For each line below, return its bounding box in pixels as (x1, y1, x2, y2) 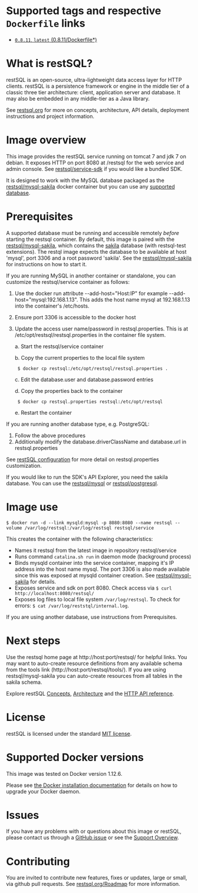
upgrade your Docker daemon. (6, 788, 81, 795)
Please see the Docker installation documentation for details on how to (6, 782, 178, 789)
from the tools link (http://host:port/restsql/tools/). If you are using (6, 666, 166, 673)
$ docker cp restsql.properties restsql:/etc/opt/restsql (17, 399, 163, 405)
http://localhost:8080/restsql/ (14, 590, 94, 596)
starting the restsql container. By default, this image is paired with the (6, 236, 175, 243)
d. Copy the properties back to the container (14, 387, 123, 394)
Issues (6, 808, 39, 822)
